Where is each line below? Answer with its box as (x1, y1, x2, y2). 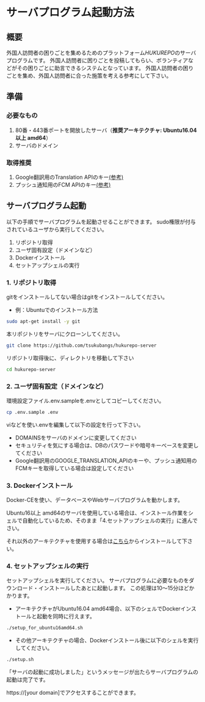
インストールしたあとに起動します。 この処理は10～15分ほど (38, 584, 189, 592)
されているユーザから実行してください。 (6, 225, 108, 233)
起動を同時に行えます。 (36, 613, 96, 620)
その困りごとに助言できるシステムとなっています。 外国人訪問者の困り (16, 65, 194, 71)
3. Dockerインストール (6, 481, 73, 490)
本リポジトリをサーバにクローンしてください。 (6, 330, 124, 338)
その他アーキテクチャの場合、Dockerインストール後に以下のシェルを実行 (15, 637, 199, 644)
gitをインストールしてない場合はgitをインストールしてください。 (6, 294, 166, 301)
